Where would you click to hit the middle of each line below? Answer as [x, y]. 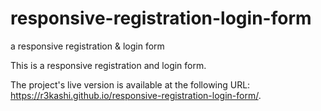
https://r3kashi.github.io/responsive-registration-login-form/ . [136, 95]
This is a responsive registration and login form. [108, 65]
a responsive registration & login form [87, 46]
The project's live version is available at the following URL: [130, 84]
